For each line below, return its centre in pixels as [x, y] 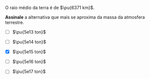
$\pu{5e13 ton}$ [29, 32]
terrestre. [15, 22]
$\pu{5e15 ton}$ [29, 52]
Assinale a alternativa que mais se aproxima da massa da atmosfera [75, 17]
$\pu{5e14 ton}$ [29, 42]
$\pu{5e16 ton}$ [29, 62]
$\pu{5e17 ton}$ [29, 72]
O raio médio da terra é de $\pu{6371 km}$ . [50, 8]
